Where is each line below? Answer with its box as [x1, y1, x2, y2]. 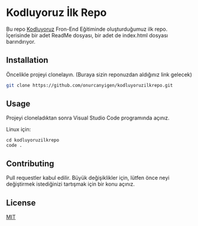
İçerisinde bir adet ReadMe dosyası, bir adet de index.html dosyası [6, 31, 168, 38]
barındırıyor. [6, 38, 35, 45]
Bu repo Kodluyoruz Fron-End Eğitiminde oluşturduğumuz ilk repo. [6, 25, 168, 33]
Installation [6, 55, 48, 65]
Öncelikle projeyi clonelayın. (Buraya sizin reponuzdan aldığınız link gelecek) [6, 71, 192, 78]
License [6, 198, 36, 208]
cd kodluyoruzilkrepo [6, 137, 60, 143]
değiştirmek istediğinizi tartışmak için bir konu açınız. [6, 180, 135, 188]
